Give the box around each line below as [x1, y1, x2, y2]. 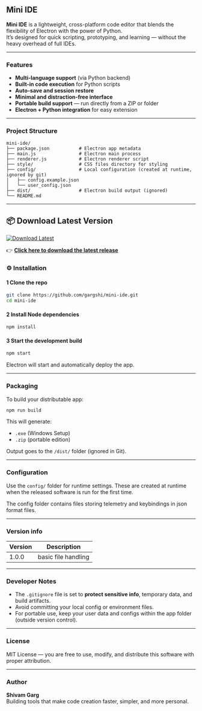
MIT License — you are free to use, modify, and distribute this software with [6, 650, 194, 658]
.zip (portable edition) [14, 436, 71, 444]
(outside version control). [14, 616, 78, 624]
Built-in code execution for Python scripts [14, 81, 120, 88]
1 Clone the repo [6, 279, 48, 286]
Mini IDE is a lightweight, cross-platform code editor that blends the [6, 20, 174, 28]
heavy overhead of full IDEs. [6, 40, 76, 47]
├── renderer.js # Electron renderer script [6, 156, 149, 162]
